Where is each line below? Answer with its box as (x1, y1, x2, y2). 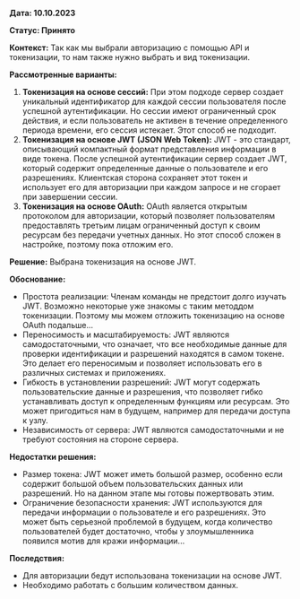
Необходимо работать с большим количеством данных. (21, 580, 239, 590)
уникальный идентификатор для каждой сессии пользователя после (21, 96, 287, 107)
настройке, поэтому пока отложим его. (21, 239, 174, 249)
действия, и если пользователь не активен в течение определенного (21, 116, 288, 126)
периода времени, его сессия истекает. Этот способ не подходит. (21, 125, 277, 135)
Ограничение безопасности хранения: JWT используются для (21, 498, 262, 508)
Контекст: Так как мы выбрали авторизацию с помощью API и (9, 42, 250, 53)
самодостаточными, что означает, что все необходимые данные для (21, 339, 287, 349)
